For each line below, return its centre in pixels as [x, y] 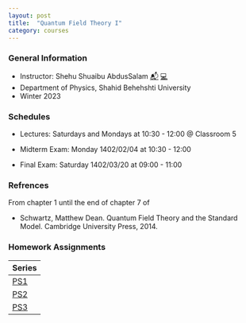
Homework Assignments [57, 247]
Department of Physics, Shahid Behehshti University [105, 88]
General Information [48, 58]
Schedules [29, 116]
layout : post [30, 16]
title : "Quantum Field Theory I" [65, 23]
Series [25, 267]
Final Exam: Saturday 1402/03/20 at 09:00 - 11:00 [101, 165]
